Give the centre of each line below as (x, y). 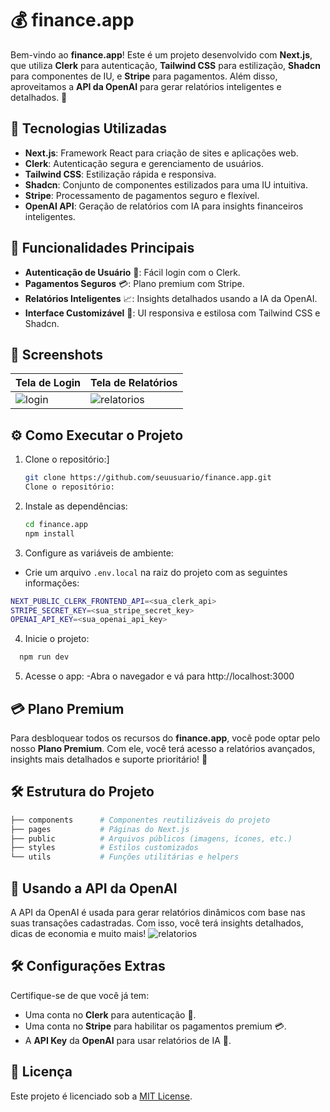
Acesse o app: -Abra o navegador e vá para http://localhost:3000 (159, 676)
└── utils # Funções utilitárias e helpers (125, 857)
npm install (49, 533)
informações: (52, 583)
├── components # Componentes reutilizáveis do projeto (140, 820)
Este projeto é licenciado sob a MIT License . (101, 1096)
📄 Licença (41, 1072)
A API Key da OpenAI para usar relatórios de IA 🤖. (128, 1040)
